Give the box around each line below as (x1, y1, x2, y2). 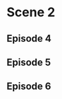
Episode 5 (6, 56, 51, 68)
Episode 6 (6, 81, 51, 93)
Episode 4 (6, 33, 52, 45)
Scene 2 (6, 4, 56, 21)
